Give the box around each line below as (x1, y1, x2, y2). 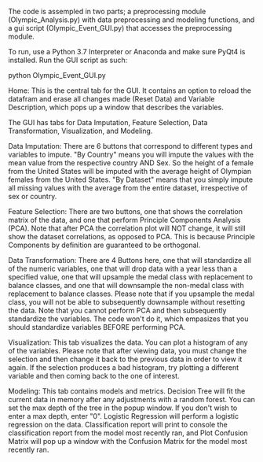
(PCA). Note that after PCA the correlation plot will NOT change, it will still (8, 224, 246, 233)
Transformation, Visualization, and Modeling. (8, 126, 153, 135)
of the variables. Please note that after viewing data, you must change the (8, 346, 247, 355)
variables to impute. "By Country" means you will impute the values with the (8, 150, 254, 159)
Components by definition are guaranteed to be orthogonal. (8, 240, 201, 249)
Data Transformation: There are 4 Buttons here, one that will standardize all (8, 256, 251, 264)
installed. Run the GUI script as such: (8, 55, 128, 65)
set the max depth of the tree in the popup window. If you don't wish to (8, 403, 238, 412)
